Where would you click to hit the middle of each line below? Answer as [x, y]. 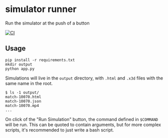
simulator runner [41, 9]
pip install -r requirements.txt [40, 60]
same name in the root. [29, 83]
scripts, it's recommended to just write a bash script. [60, 130]
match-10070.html [23, 97]
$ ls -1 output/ [22, 92]
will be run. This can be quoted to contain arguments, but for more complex [83, 124]
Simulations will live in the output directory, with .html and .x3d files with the [84, 78]
